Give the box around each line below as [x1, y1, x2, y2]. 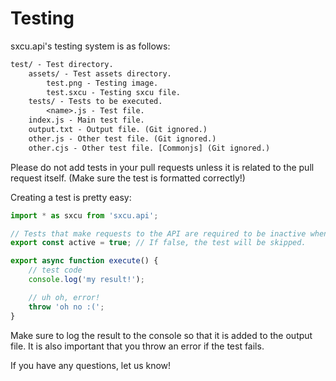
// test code [28, 265, 83, 276]
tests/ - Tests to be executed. [28, 97, 163, 107]
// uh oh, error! [28, 292, 101, 302]
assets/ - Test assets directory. [28, 68, 172, 79]
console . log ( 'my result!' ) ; [28, 275, 145, 285]
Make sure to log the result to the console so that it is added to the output [10, 329, 313, 341]
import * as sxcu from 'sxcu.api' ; [10, 210, 159, 221]
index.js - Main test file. [28, 115, 145, 126]
